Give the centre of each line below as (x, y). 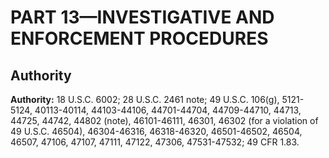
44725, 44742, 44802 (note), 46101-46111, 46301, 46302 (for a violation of (164, 120)
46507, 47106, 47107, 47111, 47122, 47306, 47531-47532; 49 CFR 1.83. (155, 142)
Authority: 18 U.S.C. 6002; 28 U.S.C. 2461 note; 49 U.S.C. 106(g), (145, 99)
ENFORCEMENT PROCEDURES (139, 38)
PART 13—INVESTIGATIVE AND (142, 17)
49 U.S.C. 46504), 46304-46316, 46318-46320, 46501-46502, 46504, (156, 131)
